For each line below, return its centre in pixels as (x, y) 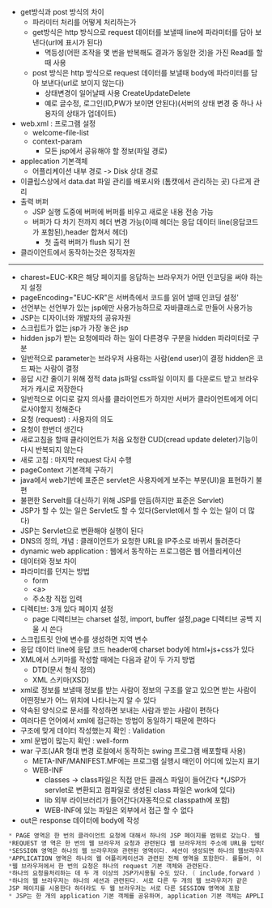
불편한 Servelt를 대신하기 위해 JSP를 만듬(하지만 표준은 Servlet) (122, 500)
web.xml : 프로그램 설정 (58, 123)
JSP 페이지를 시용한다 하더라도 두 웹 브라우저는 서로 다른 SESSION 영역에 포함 (124, 889)
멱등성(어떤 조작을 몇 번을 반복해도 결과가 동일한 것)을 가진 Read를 (149, 52)
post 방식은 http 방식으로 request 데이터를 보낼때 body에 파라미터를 (140, 73)
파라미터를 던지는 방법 (55, 571)
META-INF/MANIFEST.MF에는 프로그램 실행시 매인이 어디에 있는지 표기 (146, 761)
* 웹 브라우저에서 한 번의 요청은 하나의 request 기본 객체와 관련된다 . (110, 866)
